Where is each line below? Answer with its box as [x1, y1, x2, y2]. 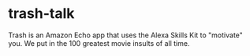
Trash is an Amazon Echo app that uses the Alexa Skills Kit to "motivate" [8, 30, 243, 40]
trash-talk [8, 5, 75, 23]
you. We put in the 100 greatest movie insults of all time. [8, 38, 190, 47]
